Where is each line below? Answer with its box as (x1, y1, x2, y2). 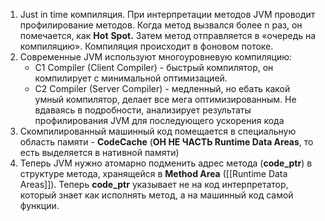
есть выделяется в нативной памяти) (19, 147, 180, 158)
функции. (19, 200, 60, 211)
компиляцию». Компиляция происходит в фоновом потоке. (19, 40, 274, 52)
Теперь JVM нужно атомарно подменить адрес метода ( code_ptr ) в (19, 157, 313, 169)
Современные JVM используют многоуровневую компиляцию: (19, 51, 293, 63)
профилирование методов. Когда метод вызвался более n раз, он (19, 19, 303, 31)
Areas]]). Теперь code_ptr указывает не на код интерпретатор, (19, 179, 289, 190)
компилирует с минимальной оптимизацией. (34, 72, 228, 84)
